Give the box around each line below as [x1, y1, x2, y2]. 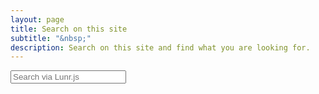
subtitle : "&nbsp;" [10, 33, 92, 43]
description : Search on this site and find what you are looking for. [10, 42, 311, 53]
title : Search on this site [10, 24, 128, 34]
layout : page [10, 14, 65, 25]
